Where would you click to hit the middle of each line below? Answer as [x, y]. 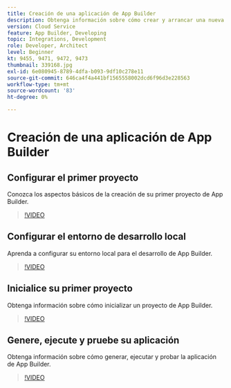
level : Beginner [30, 53]
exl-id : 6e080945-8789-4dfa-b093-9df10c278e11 [75, 71]
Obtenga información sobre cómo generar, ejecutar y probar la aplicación [112, 357]
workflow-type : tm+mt [38, 84]
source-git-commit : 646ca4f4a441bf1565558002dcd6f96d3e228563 [99, 78]
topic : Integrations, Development [57, 39]
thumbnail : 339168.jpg [40, 65]
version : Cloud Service [41, 26]
